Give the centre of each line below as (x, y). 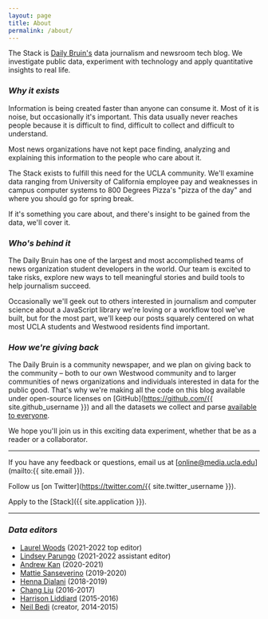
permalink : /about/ (41, 30)
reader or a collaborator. (48, 440)
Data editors (33, 530)
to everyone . (29, 416)
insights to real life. (39, 70)
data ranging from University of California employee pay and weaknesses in (133, 181)
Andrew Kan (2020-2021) (61, 564)
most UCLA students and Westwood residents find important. (109, 326)
